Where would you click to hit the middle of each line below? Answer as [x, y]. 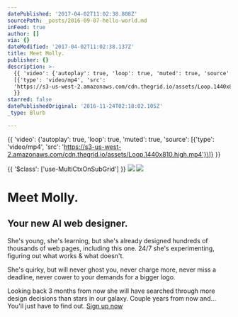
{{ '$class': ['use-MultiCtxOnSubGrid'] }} [67, 169]
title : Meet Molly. [36, 54]
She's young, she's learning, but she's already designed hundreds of [108, 240]
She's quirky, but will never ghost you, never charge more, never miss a [112, 269]
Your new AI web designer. [68, 224]
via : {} [19, 40]
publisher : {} [28, 60]
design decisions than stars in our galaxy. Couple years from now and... [112, 298]
